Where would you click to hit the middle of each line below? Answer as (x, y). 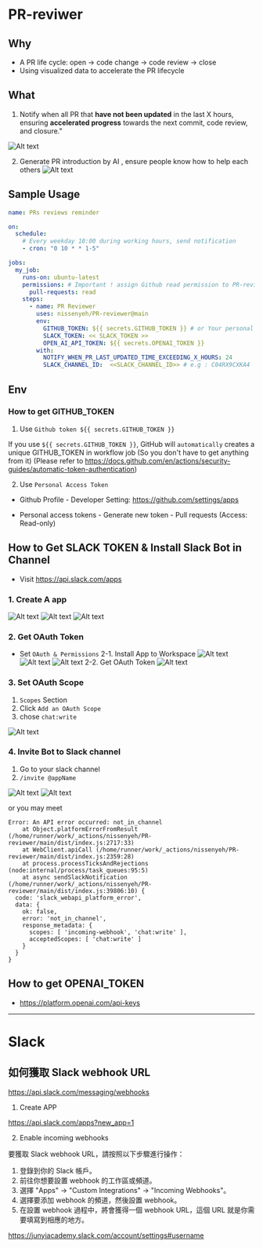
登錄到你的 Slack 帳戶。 (58, 1170)
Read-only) (38, 523)
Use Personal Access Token (64, 484)
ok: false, (40, 911)
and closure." (41, 130)
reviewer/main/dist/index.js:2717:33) (71, 843)
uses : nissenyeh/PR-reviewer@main (92, 314)
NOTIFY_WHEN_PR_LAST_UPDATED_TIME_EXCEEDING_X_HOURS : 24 (138, 358)
